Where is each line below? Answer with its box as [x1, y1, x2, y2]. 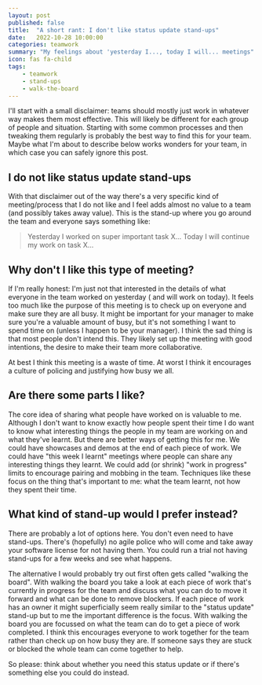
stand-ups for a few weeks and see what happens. [8, 554, 173, 563]
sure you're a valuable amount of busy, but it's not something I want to [8, 318, 236, 326]
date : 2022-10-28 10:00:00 [8, 33, 104, 42]
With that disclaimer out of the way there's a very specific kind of [8, 192, 220, 201]
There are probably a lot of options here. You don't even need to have [8, 528, 234, 538]
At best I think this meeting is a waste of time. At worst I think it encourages [8, 358, 252, 366]
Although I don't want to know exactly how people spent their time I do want [8, 418, 255, 427]
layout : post [8, 11, 51, 20]
